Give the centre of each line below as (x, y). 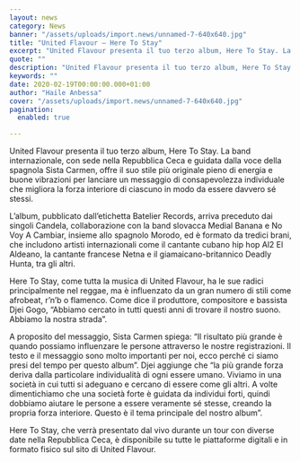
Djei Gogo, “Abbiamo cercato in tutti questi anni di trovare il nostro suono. (145, 309)
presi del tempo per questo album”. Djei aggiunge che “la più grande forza (146, 365)
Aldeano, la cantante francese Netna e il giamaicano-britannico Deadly (141, 254)
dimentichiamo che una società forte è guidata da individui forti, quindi (140, 394)
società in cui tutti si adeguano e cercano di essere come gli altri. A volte (144, 384)
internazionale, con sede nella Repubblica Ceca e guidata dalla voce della (146, 161)
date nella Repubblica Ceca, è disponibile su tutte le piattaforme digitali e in (149, 440)
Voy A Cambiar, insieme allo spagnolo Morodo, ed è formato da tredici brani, (150, 235)
